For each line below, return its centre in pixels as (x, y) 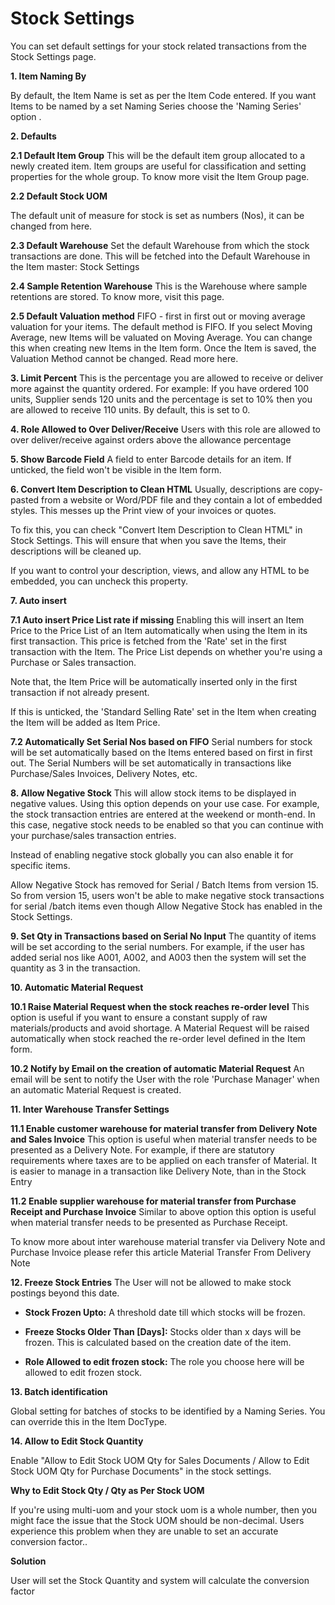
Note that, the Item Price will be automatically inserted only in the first (154, 681)
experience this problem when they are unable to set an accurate (144, 1531)
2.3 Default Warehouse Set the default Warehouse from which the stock (160, 245)
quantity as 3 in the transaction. (75, 968)
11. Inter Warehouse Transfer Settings (90, 1109)
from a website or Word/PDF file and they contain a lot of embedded (182, 499)
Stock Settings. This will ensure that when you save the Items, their (148, 540)
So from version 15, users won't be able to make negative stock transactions (167, 895)
